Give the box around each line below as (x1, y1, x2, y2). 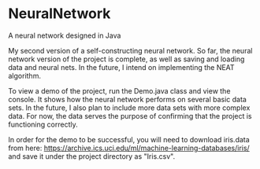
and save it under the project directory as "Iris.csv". (8, 151, 176, 161)
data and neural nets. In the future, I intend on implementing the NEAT (8, 62, 235, 72)
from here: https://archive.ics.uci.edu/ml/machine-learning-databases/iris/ (8, 143, 250, 152)
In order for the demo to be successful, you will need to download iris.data (8, 134, 250, 144)
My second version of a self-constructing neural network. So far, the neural (8, 46, 253, 55)
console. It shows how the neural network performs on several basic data (8, 94, 247, 104)
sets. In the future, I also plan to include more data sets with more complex (8, 103, 251, 112)
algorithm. (8, 71, 42, 80)
